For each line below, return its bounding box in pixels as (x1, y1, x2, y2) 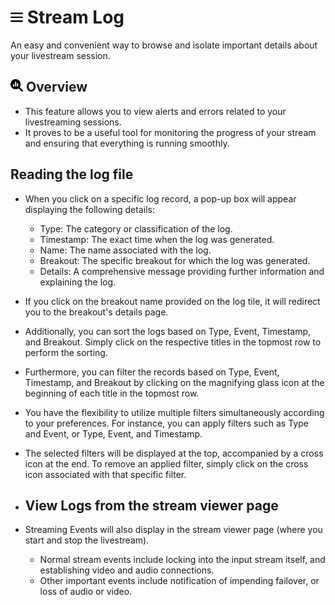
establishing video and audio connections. (39, 564, 215, 576)
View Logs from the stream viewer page (24, 497, 279, 514)
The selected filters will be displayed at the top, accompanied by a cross (24, 447, 324, 459)
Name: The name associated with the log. (39, 244, 212, 256)
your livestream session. (10, 49, 111, 61)
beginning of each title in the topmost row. (24, 387, 200, 399)
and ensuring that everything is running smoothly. (24, 137, 230, 149)
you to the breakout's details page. (24, 306, 169, 318)
